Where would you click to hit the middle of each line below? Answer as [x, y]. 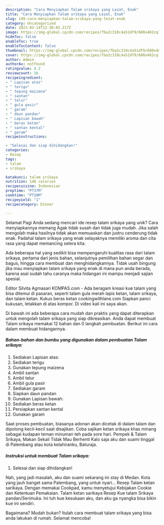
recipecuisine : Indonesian [33, 186]
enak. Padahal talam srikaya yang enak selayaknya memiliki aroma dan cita [81, 238]
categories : [18, 150]
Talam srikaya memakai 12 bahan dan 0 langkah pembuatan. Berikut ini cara [82, 323]
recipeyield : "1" [23, 200]
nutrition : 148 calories [31, 182]
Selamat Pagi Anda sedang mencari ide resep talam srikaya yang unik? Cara [82, 222]
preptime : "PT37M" [24, 191]
